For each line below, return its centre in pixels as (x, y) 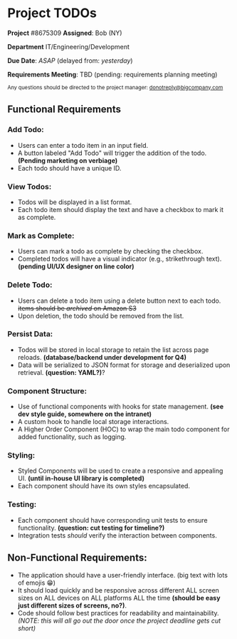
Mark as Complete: (41, 236)
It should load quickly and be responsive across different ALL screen (118, 590)
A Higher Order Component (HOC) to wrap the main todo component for (123, 429)
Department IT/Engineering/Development (69, 46)
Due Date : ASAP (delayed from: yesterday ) (70, 60)
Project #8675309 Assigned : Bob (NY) (65, 33)
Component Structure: (47, 391)
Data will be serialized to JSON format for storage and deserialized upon (124, 365)
